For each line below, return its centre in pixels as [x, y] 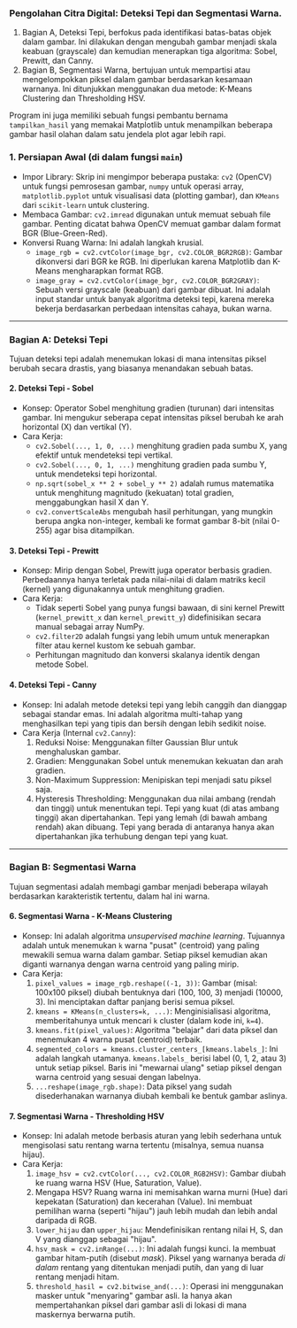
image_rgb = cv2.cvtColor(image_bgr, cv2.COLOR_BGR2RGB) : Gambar [159, 251]
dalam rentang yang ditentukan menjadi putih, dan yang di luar [149, 1268]
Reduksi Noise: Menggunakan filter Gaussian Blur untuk [137, 742]
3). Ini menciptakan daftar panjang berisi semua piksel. [135, 1002]
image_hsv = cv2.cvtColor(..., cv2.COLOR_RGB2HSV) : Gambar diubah [160, 1174]
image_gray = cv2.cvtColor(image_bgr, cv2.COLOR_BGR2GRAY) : [147, 280]
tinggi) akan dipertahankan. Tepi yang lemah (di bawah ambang [151, 817]
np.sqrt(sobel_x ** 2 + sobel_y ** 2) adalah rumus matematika [154, 483]
